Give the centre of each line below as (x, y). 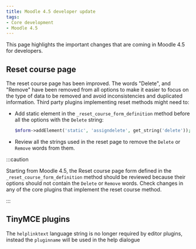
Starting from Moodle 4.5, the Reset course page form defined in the (89, 170)
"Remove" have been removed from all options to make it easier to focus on (97, 90)
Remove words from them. (45, 148)
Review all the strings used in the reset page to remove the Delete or (97, 142)
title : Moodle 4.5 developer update (51, 11)
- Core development (30, 22)
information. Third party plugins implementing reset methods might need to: (98, 102)
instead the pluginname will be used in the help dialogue (73, 240)
